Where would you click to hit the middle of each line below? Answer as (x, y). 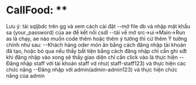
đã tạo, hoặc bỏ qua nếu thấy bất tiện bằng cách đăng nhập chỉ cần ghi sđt (97, 51)
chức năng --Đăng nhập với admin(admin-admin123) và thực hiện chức (92, 69)
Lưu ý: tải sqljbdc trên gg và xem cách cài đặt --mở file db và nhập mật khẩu (98, 26)
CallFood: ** (37, 10)
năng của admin (25, 76)
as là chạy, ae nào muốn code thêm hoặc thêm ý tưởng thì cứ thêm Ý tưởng (97, 38)
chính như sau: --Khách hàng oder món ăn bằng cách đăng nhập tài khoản (96, 45)
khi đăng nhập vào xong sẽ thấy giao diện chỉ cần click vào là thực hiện (92, 57)
